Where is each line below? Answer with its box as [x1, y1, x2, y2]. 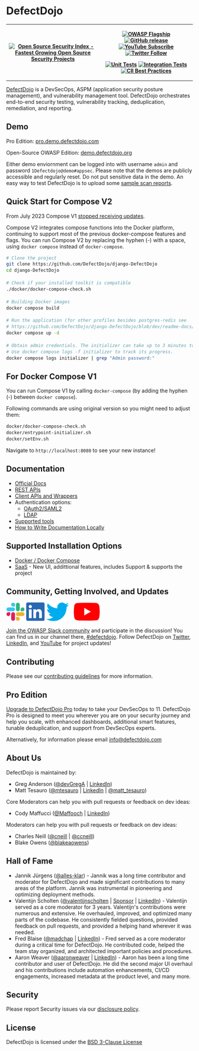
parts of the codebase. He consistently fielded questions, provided [14, 916, 178, 923]
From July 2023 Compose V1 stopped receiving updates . [6, 212, 145, 219]
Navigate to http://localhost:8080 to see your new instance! [6, 447, 156, 454]
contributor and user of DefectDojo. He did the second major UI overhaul [14, 960, 193, 967]
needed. [14, 928, 36, 935]
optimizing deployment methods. [14, 891, 95, 898]
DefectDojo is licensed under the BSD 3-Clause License [6, 1039, 143, 1046]
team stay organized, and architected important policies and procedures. [14, 947, 193, 954]
